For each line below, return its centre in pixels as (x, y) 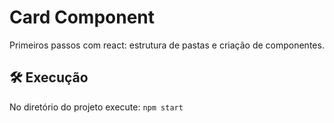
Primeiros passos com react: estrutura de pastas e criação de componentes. (167, 45)
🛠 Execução (49, 77)
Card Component (82, 17)
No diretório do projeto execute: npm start (96, 107)
